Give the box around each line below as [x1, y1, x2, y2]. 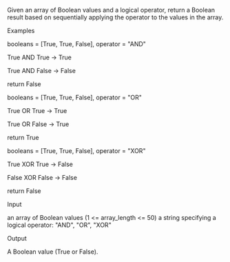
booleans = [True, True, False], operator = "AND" [7, 40, 147, 48]
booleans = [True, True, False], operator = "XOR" [7, 147, 146, 154]
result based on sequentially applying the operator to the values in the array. [7, 13, 224, 21]
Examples [7, 27, 35, 34]
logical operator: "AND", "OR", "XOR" [7, 221, 112, 229]
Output [7, 234, 27, 242]
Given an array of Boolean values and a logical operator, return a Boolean [7, 6, 216, 14]
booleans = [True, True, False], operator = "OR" [7, 93, 143, 101]
